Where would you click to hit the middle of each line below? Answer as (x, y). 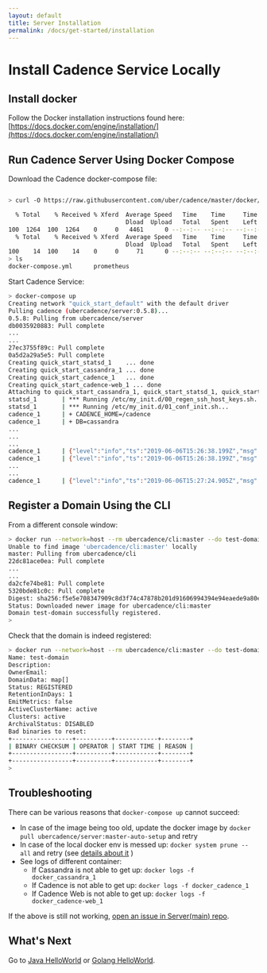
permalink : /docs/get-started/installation (81, 30)
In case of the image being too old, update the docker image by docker (135, 828)
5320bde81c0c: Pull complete (56, 591)
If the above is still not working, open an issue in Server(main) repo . (119, 916)
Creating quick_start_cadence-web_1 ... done (85, 385)
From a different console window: (63, 524)
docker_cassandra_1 (64, 877)
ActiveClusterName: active (53, 709)
